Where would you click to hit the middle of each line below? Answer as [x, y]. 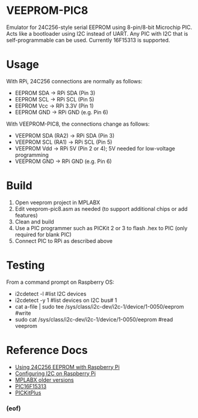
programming [32, 155]
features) [26, 215]
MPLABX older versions [44, 380]
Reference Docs [47, 350]
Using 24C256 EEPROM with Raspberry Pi [67, 367]
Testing [26, 265]
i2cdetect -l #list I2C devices [51, 294]
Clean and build [34, 222]
